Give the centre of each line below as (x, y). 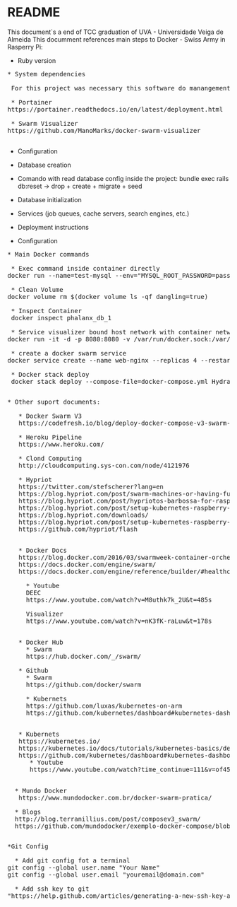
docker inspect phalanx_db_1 (61, 318)
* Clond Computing (50, 458)
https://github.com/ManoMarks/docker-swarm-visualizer (104, 130)
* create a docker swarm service (69, 353)
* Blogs (28, 812)
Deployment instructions (53, 227)
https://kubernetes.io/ (60, 741)
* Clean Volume (37, 289)
